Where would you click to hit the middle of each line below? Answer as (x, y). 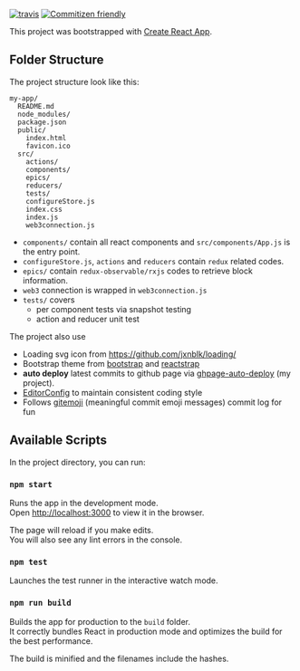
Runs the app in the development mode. (84, 503)
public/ (32, 130)
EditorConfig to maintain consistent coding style (112, 392)
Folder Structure (57, 60)
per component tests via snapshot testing (114, 309)
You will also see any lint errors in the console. (96, 540)
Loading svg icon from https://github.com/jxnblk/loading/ (129, 354)
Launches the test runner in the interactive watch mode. (114, 580)
